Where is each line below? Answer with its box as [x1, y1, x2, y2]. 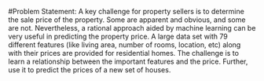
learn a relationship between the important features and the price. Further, [8, 57, 248, 66]
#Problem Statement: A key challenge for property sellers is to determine [8, 7, 245, 16]
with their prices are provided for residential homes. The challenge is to [8, 49, 240, 57]
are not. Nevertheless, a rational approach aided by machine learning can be [8, 24, 256, 32]
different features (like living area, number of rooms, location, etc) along [8, 40, 241, 50]
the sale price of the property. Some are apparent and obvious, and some [8, 15, 246, 24]
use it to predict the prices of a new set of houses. [8, 65, 171, 74]
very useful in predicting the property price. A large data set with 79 [8, 31, 228, 41]
